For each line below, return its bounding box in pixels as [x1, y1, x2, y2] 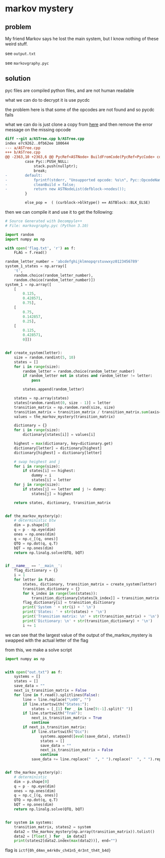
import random [5, 232, 34, 237]
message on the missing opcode [5, 126, 71, 132]
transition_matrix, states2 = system [14, 824, 91, 829]
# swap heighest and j [14, 459, 60, 464]
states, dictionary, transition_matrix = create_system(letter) [23, 582, 157, 586]
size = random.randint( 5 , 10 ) [14, 355, 76, 360]
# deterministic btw [14, 518, 56, 523]
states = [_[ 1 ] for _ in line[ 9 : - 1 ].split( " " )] [31, 706, 133, 711]
